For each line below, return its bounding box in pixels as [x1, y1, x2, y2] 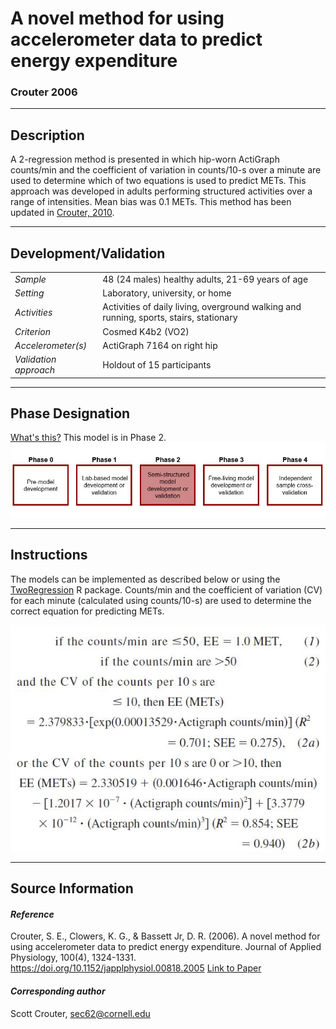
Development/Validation [10, 245, 166, 262]
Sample [14, 273, 47, 285]
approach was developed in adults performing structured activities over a [10, 185, 313, 197]
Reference [10, 908, 55, 920]
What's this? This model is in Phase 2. [10, 432, 167, 444]
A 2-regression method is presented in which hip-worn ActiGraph [10, 153, 280, 166]
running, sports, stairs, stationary [102, 312, 238, 324]
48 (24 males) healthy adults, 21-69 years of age [102, 273, 309, 285]
